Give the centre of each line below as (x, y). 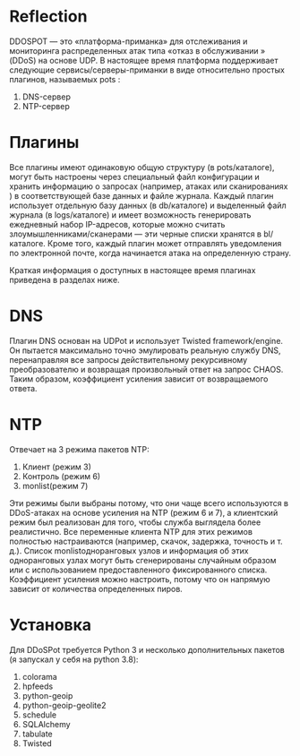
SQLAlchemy (46, 724)
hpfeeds (38, 686)
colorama (40, 676)
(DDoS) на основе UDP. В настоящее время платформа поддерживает (144, 60)
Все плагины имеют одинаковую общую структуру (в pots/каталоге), (142, 167)
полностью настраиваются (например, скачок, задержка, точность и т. (146, 541)
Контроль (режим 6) (61, 476)
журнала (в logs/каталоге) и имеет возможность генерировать (130, 215)
